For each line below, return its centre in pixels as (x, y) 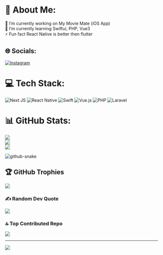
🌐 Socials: (21, 51)
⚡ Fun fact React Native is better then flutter (49, 34)
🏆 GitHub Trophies (35, 172)
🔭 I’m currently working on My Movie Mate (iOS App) (58, 23)
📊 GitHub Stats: (38, 120)
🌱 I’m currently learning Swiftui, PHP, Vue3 (48, 28)
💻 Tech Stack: (35, 83)
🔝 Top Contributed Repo (34, 223)
